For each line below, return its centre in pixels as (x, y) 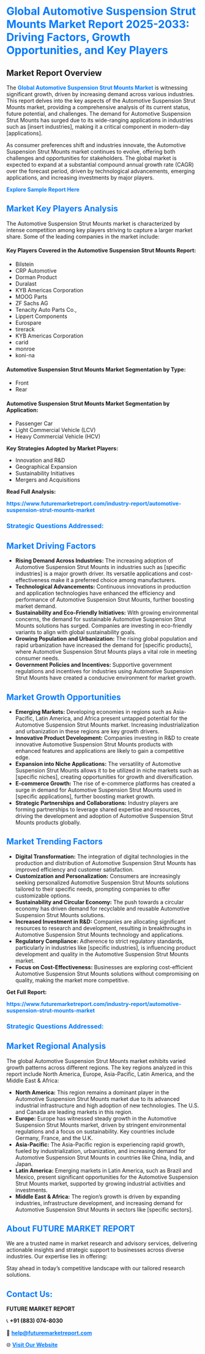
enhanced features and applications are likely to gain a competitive (100, 751)
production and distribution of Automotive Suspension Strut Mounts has (106, 863)
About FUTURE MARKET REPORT (71, 1229)
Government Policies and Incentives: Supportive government (94, 665)
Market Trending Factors (54, 842)
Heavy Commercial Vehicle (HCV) (58, 437)
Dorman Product (36, 278)
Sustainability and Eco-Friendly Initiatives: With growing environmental (107, 613)
